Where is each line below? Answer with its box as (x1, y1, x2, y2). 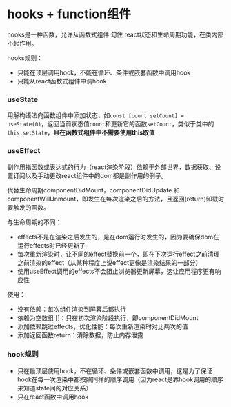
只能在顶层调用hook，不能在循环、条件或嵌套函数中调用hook (17, 68, 191, 77)
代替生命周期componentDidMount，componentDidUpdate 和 (7, 186, 181, 194)
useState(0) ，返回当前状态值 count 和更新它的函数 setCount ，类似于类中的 (7, 120, 214, 128)
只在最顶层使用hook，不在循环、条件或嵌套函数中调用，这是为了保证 (17, 366, 213, 375)
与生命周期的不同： (7, 218, 62, 226)
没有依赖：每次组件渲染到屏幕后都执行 (17, 305, 126, 313)
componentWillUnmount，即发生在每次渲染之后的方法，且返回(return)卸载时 (7, 195, 225, 203)
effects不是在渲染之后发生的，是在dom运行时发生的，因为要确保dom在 (17, 232, 219, 241)
